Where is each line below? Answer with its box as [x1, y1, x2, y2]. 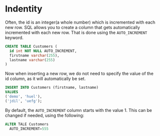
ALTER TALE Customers [5, 122, 49, 126]
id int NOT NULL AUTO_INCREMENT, [9, 48, 77, 54]
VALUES [5, 90, 18, 95]
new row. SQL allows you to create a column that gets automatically [5, 24, 140, 30]
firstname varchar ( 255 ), [9, 53, 60, 58]
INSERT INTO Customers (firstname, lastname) [5, 85, 98, 90]
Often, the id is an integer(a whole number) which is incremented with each [5, 19, 156, 25]
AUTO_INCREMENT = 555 [9, 126, 49, 131]
